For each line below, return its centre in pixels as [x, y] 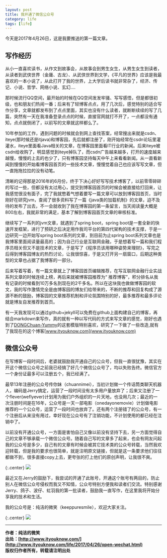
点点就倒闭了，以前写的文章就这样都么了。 [57, 123]
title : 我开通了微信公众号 [30, 14]
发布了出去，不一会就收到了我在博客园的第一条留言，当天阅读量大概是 [85, 206]
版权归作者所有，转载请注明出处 [38, 550]
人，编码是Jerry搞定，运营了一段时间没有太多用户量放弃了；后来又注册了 [80, 390]
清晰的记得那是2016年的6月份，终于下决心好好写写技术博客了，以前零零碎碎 [83, 181]
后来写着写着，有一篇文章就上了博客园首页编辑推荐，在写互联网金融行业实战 [83, 271]
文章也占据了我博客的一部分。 [44, 260]
